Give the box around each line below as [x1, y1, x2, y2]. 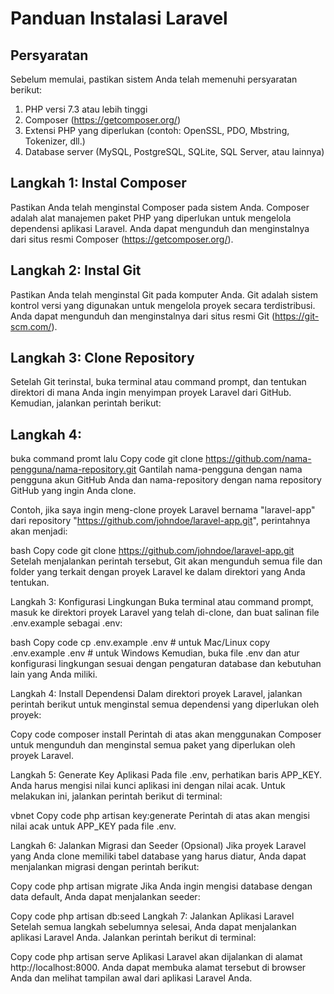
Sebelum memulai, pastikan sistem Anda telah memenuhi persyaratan [10, 73, 298, 85]
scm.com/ [10, 320, 52, 332]
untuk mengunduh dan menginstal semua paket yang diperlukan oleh [10, 739, 296, 751]
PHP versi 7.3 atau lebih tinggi [24, 103, 148, 115]
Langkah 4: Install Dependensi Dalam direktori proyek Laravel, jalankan [10, 688, 303, 700]
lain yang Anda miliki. [10, 668, 98, 681]
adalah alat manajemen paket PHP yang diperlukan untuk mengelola [10, 212, 292, 224]
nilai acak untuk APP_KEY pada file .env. [10, 820, 177, 832]
